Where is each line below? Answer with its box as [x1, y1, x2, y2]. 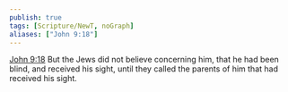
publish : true [9, 13, 63, 22]
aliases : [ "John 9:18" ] [9, 29, 99, 38]
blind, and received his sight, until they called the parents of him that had [9, 63, 278, 74]
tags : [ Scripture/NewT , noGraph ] [9, 21, 135, 30]
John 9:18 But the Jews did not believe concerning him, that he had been [9, 54, 280, 65]
